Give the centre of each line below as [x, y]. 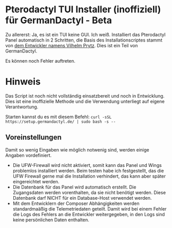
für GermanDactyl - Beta [59, 20]
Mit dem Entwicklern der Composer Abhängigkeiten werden [76, 203]
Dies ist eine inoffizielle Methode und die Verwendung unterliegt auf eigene [85, 101]
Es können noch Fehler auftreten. [40, 61]
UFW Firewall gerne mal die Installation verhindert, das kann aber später [89, 176]
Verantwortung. [22, 107]
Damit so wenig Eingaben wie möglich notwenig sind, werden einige [77, 149]
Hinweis [23, 82]
